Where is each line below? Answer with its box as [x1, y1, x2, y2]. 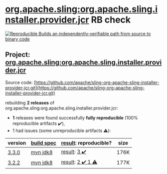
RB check [91, 14, 131, 25]
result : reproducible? [61, 139, 112, 146]
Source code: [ [5, 79, 36, 85]
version [7, 139, 26, 146]
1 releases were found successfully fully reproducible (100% [12, 114, 138, 120]
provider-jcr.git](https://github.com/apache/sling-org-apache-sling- [5, 84, 145, 90]
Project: [5, 50, 30, 59]
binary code [5, 36, 30, 42]
